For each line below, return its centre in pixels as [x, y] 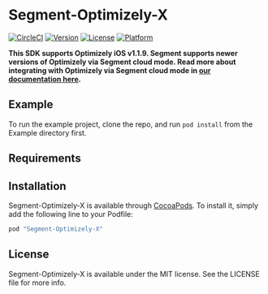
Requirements [45, 159]
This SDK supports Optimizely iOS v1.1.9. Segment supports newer [123, 53]
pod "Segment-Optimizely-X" [56, 229]
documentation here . [45, 79]
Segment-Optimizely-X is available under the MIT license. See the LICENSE [134, 274]
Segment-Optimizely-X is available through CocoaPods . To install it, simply [133, 205]
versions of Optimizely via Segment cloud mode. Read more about [122, 62]
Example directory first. [48, 132]
